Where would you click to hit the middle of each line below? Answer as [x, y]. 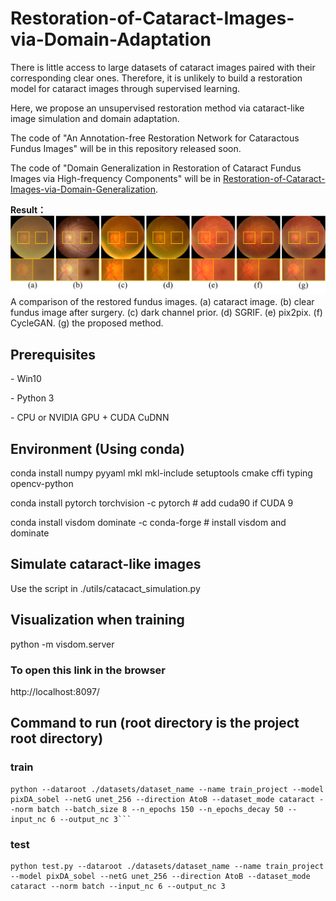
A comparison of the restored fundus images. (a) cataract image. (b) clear [162, 302]
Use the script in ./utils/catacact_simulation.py [105, 588]
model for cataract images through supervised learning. [125, 88]
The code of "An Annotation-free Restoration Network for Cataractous [155, 138]
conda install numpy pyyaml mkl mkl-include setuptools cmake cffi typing [161, 473]
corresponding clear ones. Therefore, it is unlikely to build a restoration [156, 78]
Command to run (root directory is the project [155, 723]
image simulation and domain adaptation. [95, 118]
